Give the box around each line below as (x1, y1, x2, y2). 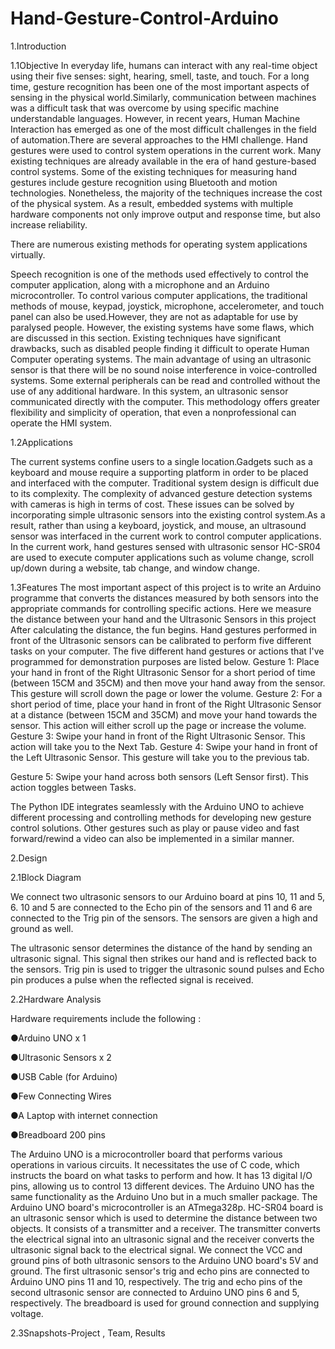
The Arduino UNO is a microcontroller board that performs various (10, 1148, 283, 1160)
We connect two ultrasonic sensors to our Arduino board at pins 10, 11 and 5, (10, 890, 326, 902)
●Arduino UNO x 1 (10, 1032, 87, 1044)
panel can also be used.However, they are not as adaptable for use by (10, 310, 299, 322)
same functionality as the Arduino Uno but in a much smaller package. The (10, 1190, 318, 1202)
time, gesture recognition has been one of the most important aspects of (10, 80, 310, 92)
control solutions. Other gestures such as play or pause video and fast (10, 822, 300, 834)
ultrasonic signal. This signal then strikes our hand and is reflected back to (10, 952, 317, 964)
